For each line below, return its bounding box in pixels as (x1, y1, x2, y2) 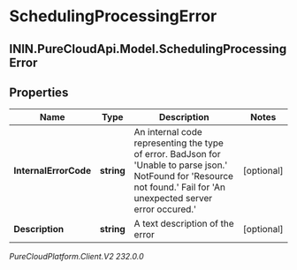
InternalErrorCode (13, 165, 91, 177)
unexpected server (133, 192, 213, 205)
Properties (9, 85, 69, 100)
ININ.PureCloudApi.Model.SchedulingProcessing (9, 41, 287, 56)
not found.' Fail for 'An (133, 181, 225, 193)
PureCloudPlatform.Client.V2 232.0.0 (9, 251, 144, 262)
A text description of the (133, 218, 234, 230)
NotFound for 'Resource (133, 170, 234, 183)
